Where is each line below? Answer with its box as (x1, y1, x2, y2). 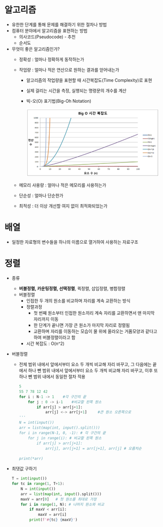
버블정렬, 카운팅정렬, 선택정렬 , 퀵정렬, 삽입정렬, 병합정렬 (19, 286, 125, 292)
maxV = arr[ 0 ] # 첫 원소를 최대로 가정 (20, 497, 97, 502)
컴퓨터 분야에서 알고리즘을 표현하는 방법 (11, 27, 88, 33)
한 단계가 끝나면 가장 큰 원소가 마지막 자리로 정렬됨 (33, 322, 130, 328)
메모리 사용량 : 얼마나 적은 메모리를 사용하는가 (19, 182, 106, 188)
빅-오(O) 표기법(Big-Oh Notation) (26, 98, 91, 104)
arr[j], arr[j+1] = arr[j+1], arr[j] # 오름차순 (45, 446, 142, 451)
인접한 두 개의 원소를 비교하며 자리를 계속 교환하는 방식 (26, 298, 131, 304)
